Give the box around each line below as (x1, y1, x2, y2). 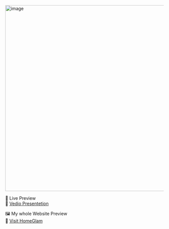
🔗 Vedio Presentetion (5, 201, 49, 206)
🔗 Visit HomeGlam (5, 218, 43, 223)
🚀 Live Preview (5, 195, 36, 201)
